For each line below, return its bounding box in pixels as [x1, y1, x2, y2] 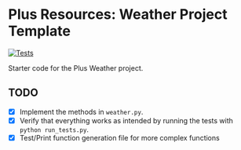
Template [8, 22, 71, 40]
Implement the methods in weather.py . [19, 107, 144, 116]
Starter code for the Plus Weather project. [8, 63, 144, 72]
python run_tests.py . [19, 124, 89, 134]
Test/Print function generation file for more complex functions [19, 133, 220, 142]
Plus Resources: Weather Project [8, 5, 228, 24]
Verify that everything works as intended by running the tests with [19, 115, 234, 125]
